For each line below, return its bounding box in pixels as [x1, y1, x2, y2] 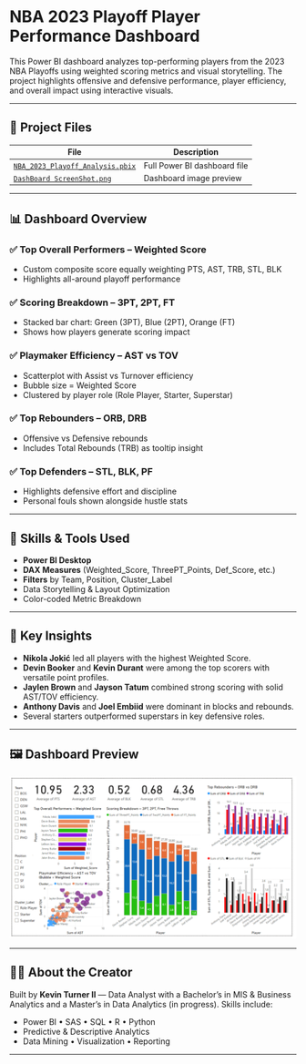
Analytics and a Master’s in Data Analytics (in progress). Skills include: [9, 998, 273, 1009]
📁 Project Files [9, 120, 93, 136]
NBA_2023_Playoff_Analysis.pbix [13, 161, 137, 170]
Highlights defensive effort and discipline [22, 486, 178, 497]
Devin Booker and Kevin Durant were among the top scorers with [22, 662, 270, 673]
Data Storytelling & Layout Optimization [22, 583, 170, 594]
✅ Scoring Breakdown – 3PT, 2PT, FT [9, 296, 176, 309]
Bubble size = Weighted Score [22, 380, 137, 391]
